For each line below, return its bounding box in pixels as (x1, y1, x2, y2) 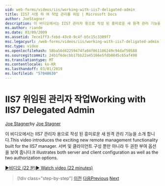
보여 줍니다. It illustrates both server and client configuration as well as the (10, 149, 159, 155)
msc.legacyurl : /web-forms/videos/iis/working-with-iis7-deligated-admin (5, 39, 160, 44)
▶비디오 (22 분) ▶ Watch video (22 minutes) (5, 165, 93, 171)
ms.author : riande (5, 26, 43, 30)
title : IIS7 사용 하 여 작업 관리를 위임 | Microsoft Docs (5, 12, 117, 17)
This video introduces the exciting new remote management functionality (10, 137, 158, 143)
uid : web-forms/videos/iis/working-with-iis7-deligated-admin (5, 7, 135, 12)
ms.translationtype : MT (5, 57, 54, 62)
